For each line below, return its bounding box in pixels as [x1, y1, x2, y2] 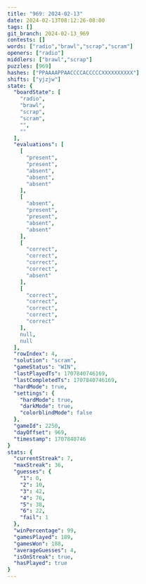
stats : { [7, 448, 33, 456]
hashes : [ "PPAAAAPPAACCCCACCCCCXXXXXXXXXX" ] [7, 69, 140, 76]
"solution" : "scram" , [13, 357, 77, 364]
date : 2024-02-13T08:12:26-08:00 [7, 17, 105, 24]
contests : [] [7, 37, 46, 44]
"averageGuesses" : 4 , [13, 547, 77, 554]
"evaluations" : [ [13, 141, 65, 148]
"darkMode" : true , [20, 402, 74, 410]
